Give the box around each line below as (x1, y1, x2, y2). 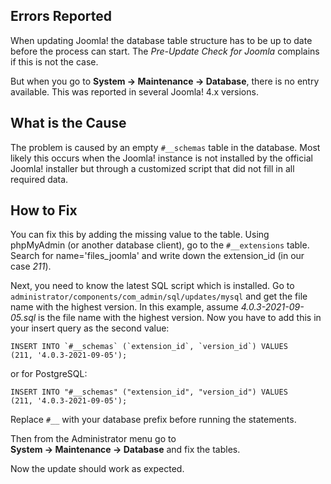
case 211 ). (10, 260, 52, 273)
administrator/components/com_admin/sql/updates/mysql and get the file (10, 290, 308, 303)
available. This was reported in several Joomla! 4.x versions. (10, 85, 259, 98)
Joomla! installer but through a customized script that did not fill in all (10, 162, 295, 174)
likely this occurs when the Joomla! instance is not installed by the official (10, 152, 313, 164)
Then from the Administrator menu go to (10, 433, 177, 445)
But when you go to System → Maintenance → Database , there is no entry (10, 75, 320, 87)
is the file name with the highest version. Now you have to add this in (38, 312, 322, 324)
